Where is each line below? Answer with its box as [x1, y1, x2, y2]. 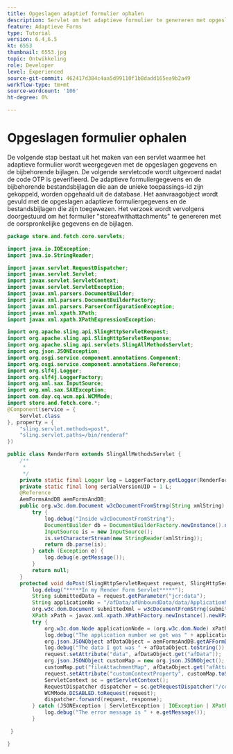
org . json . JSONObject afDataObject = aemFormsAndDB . [44, 638, 197, 645]
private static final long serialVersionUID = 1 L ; [19, 483, 172, 490]
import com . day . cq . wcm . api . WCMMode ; [7, 393, 113, 400]
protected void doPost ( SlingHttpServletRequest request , [19, 580, 188, 587]
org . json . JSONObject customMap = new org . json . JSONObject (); [44, 657, 225, 664]
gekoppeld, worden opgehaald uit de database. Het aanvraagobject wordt [7, 190, 218, 198]
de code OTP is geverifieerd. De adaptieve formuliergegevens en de [7, 175, 202, 183]
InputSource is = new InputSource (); [44, 528, 154, 535]
